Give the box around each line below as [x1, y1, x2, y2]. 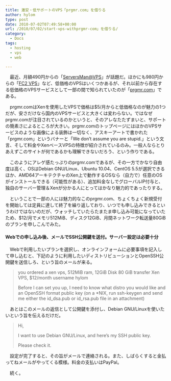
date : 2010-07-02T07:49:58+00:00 [5, 21, 77, 27]
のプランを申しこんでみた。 [5, 221, 64, 227]
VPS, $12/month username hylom [17, 274, 88, 281]
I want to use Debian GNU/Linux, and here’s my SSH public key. [17, 332, 152, 338]
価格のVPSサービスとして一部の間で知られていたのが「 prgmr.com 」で [14, 87, 162, 93]
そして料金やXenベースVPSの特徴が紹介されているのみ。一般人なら [14, 142, 156, 148]
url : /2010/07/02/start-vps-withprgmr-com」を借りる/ [5, 27, 118, 32]
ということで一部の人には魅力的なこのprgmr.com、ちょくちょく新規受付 [9, 196, 162, 202]
